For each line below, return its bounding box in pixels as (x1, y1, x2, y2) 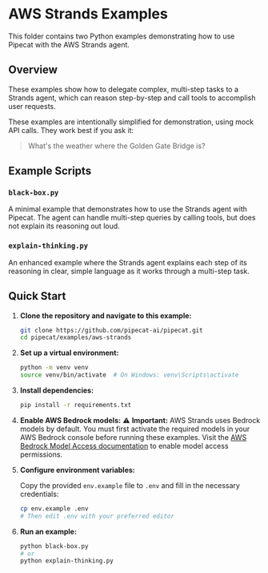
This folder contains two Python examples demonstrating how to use (8, 31, 235, 41)
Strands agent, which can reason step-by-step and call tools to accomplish (8, 93, 256, 103)
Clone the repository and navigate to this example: (19, 310, 192, 321)
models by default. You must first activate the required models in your (19, 424, 250, 434)
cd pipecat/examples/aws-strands (19, 333, 132, 341)
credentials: (19, 489, 59, 498)
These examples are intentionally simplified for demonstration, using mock (8, 117, 254, 127)
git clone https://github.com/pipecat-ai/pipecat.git (19, 326, 203, 334)
